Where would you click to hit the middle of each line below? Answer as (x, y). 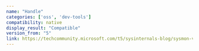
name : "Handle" (25, 11)
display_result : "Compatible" (44, 28)
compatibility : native (34, 22)
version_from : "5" (29, 33)
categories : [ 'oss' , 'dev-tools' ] (49, 17)
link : (13, 39)
